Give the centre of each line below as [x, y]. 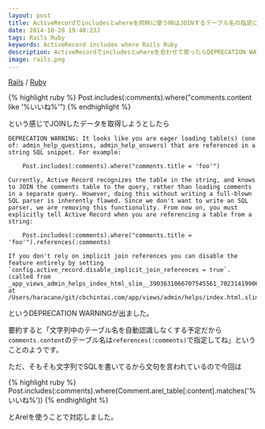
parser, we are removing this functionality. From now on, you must [123, 207]
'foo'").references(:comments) [60, 242]
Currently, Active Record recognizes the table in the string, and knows [132, 180]
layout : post [30, 15]
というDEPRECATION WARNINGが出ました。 [81, 313]
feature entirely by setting [56, 263]
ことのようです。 [35, 349]
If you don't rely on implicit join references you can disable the [123, 256]
